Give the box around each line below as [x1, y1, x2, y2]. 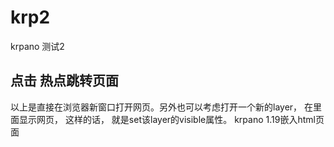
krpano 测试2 [10, 40, 65, 52]
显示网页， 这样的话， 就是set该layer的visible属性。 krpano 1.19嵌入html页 [18, 113, 325, 125]
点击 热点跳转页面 [10, 72, 119, 90]
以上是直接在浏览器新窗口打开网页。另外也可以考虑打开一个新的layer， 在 [10, 101, 314, 113]
